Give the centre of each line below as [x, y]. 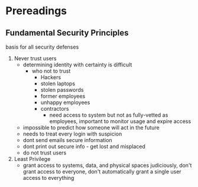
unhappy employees [65, 102]
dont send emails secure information [68, 140]
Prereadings [36, 11]
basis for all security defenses [42, 47]
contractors [55, 109]
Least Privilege [32, 159]
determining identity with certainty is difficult [77, 65]
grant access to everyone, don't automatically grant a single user [102, 172]
